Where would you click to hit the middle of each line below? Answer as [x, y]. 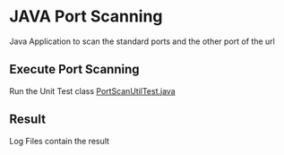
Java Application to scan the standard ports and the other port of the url [142, 41]
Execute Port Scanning [75, 69]
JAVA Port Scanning [86, 17]
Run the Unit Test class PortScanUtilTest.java [93, 90]
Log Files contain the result [60, 141]
